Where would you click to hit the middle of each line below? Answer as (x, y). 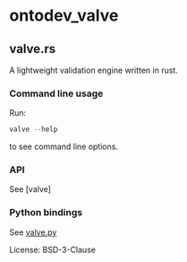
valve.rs (33, 49)
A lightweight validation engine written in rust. (94, 70)
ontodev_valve (64, 16)
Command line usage (56, 93)
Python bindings (46, 213)
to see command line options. (64, 147)
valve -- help (34, 130)
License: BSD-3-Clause (53, 249)
